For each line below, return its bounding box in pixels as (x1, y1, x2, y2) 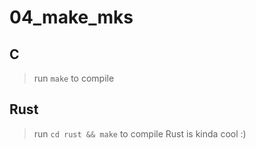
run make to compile (33, 72, 115, 84)
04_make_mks (9, 6, 134, 29)
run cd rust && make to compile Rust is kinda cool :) (33, 127, 247, 140)
